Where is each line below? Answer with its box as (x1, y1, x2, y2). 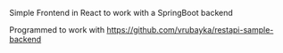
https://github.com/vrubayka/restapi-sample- (106, 25, 274, 34)
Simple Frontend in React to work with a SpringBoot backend (9, 8, 234, 18)
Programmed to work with (9, 25, 105, 34)
